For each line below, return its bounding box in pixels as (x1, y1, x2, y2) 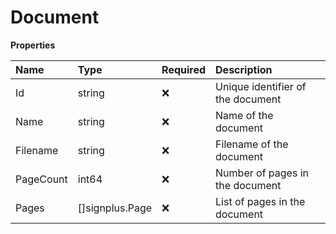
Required (161, 62, 207, 76)
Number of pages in (215, 166, 309, 180)
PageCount (15, 172, 68, 186)
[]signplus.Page (77, 201, 153, 215)
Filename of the (215, 137, 289, 151)
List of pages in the (215, 194, 306, 208)
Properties (10, 39, 56, 51)
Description (215, 62, 273, 76)
